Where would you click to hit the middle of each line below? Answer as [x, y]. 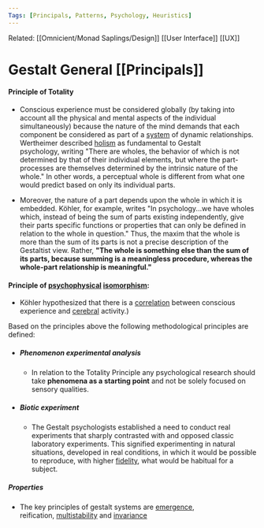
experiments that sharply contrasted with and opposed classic [132, 436]
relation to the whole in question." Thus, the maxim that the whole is [130, 234]
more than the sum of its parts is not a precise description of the [124, 242]
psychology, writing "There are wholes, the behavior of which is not [130, 151]
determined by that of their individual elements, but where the [120, 160]
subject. [44, 469]
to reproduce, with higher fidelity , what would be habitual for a [132, 461]
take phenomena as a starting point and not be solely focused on [138, 381]
